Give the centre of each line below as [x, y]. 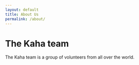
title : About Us [22, 14]
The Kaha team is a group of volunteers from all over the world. [70, 57]
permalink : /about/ [25, 19]
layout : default [22, 10]
